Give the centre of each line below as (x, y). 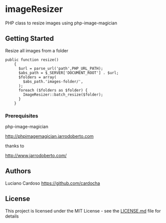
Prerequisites (22, 115)
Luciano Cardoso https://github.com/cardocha (53, 183)
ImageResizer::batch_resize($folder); (63, 95)
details (12, 216)
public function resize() (32, 60)
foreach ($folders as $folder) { (53, 90)
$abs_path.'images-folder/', (53, 81)
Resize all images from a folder (37, 50)
